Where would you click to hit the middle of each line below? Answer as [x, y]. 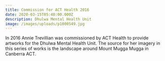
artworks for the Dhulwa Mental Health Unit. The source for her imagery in [83, 43]
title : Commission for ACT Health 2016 [47, 10]
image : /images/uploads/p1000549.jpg [45, 24]
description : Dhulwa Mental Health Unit [49, 19]
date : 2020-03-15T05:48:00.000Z [39, 14]
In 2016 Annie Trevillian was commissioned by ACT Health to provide [77, 38]
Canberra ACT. [21, 54]
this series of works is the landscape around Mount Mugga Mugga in [77, 48]
